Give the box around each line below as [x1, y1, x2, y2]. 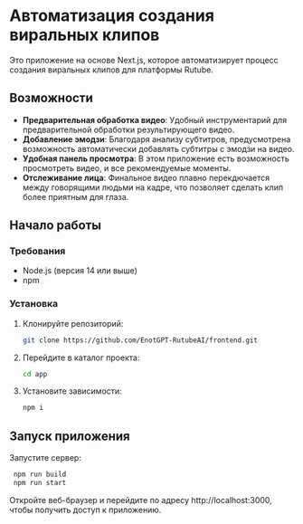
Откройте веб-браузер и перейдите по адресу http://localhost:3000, [9, 494, 273, 505]
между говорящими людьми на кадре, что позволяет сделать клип [22, 182, 283, 193]
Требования [9, 245, 66, 258]
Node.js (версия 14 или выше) [22, 265, 138, 276]
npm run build [13, 470, 67, 480]
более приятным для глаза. [22, 191, 129, 202]
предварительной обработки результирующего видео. [22, 124, 235, 135]
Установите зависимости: [22, 386, 122, 396]
